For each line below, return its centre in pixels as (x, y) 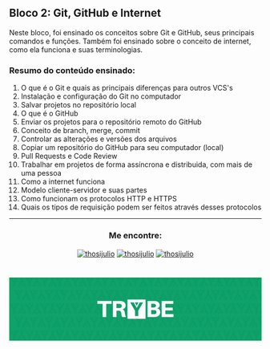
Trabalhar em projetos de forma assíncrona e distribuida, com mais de (137, 164)
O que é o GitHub (49, 114)
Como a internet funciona (63, 182)
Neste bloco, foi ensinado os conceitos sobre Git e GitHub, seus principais (132, 32)
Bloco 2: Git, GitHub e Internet (85, 13)
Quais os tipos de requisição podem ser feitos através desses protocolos (141, 207)
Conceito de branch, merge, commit (80, 131)
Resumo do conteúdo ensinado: (72, 70)
